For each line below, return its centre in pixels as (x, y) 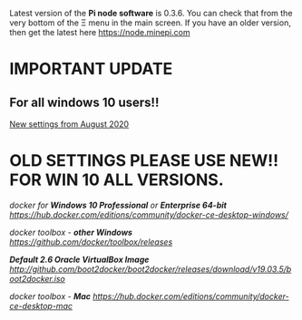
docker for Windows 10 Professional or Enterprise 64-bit (118, 205)
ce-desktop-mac (41, 305)
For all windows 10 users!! (84, 102)
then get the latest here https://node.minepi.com (100, 32)
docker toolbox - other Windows (71, 232)
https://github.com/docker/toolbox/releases (91, 242)
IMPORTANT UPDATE (91, 69)
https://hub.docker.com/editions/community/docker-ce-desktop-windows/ (149, 214)
